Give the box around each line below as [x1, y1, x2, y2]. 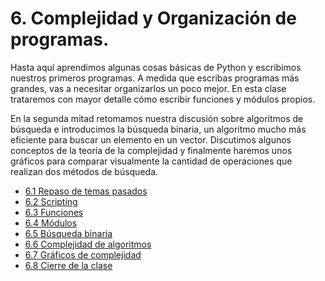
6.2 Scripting [24, 195, 78, 207]
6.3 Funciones [24, 206, 84, 218]
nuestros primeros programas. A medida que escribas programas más [10, 72, 300, 84]
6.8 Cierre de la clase [24, 259, 113, 271]
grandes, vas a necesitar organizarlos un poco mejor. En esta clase [10, 82, 287, 94]
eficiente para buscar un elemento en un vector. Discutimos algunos [10, 133, 292, 146]
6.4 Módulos [24, 217, 78, 229]
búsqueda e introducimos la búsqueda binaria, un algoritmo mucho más [10, 123, 307, 135]
